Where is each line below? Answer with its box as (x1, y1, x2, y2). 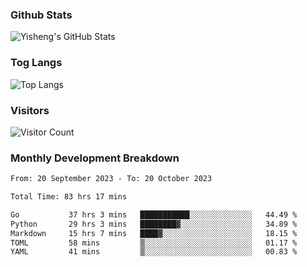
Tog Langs (10, 56, 63, 70)
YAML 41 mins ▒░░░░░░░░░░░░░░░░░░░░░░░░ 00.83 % (10, 247, 298, 257)
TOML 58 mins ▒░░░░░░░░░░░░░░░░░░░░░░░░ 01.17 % (10, 238, 298, 248)
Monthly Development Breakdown (10, 151, 180, 165)
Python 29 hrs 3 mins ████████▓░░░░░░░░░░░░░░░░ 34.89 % (10, 219, 298, 229)
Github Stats (10, 8, 73, 22)
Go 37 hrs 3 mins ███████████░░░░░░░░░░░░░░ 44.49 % (10, 209, 298, 220)
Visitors (10, 103, 50, 117)
